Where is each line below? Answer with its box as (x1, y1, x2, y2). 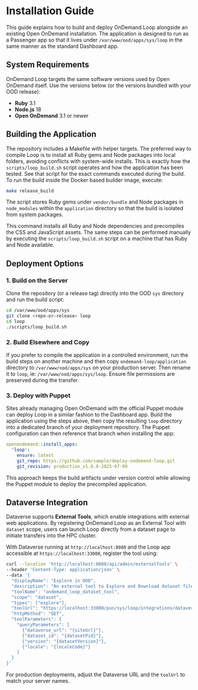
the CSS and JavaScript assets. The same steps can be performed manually (6, 229, 192, 236)
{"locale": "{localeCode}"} (21, 644, 91, 650)
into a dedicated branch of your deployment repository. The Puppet (6, 424, 170, 431)
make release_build (6, 188, 54, 194)
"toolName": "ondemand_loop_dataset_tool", (11, 589, 120, 595)
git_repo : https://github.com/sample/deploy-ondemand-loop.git (16, 457, 176, 464)
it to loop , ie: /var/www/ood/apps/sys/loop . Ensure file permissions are (6, 370, 175, 377)
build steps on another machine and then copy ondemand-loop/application (6, 357, 187, 365)
